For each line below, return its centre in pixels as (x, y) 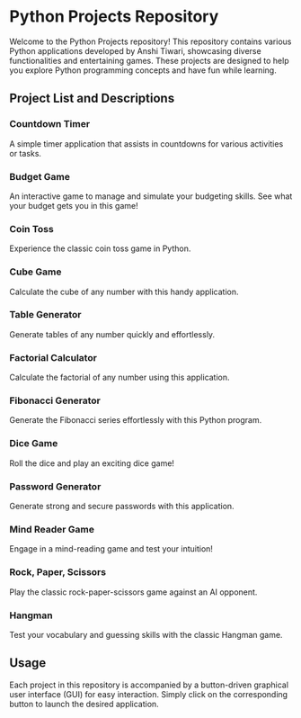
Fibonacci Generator (55, 400)
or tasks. (26, 153)
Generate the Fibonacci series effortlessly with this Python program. (136, 420)
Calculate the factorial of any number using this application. (120, 377)
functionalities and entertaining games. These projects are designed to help (149, 60)
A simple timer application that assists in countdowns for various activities (146, 144)
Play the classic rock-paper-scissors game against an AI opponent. (133, 592)
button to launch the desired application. (84, 704)
